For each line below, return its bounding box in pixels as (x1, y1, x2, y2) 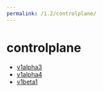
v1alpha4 (16, 70, 43, 78)
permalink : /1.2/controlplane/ (6, 10, 97, 17)
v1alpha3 (16, 63, 42, 71)
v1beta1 (16, 77, 38, 86)
